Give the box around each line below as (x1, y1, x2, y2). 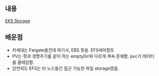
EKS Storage (5, 18, 31, 23)
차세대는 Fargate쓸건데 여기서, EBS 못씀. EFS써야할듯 (12, 47, 114, 53)
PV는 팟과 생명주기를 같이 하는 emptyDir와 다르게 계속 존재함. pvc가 (12, 53, 142, 59)
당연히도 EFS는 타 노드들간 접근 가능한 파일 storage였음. (12, 65, 119, 71)
